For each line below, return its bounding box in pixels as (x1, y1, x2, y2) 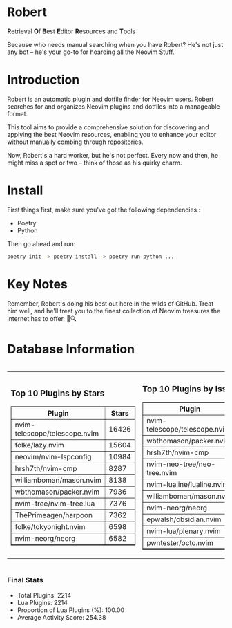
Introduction (7, 72, 80, 88)
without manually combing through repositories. (7, 138, 144, 146)
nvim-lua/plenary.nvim (146, 526, 221, 536)
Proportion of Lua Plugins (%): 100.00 (17, 606, 125, 614)
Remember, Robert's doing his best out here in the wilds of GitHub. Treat (7, 299, 214, 308)
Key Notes (7, 276, 68, 292)
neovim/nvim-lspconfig (14, 452, 92, 462)
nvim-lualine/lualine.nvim (146, 480, 229, 490)
